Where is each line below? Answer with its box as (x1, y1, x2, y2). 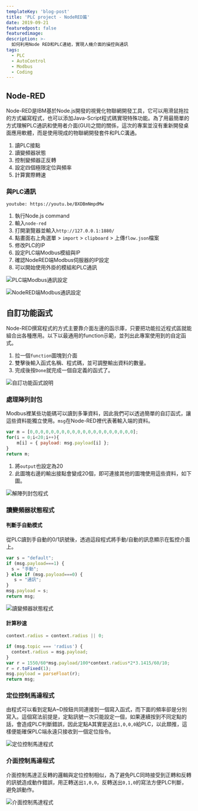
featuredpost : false (6, 25, 57, 31)
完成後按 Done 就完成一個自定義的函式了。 (14, 367, 114, 374)
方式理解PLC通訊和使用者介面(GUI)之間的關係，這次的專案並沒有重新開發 (6, 122, 184, 129)
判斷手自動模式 (6, 521, 42, 528)
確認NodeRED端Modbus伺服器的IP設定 (14, 257, 110, 264)
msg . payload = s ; (6, 588, 49, 594)
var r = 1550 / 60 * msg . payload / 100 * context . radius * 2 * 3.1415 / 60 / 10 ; (6, 660, 170, 666)
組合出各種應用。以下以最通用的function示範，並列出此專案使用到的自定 (6, 332, 181, 339)
